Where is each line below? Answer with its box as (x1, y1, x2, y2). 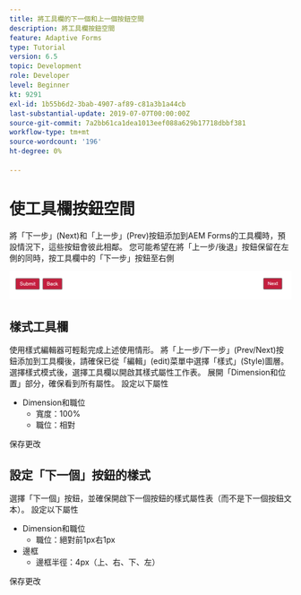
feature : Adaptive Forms (9, 33, 102, 42)
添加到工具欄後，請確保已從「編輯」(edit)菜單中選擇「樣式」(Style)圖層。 (16, 356, 289, 366)
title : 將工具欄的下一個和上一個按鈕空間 (9, 14, 145, 23)
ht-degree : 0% (9, 147, 63, 156)
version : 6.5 (9, 52, 58, 62)
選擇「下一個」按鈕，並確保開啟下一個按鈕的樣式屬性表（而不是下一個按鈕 (9, 493, 284, 504)
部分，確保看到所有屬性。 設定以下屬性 (24, 378, 168, 389)
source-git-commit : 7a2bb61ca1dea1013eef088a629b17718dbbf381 (9, 118, 246, 127)
